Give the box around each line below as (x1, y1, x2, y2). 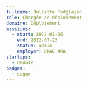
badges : (6, 65, 26, 71)
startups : (6, 54, 31, 60)
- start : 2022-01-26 (11, 31, 63, 38)
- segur (11, 71, 31, 77)
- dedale (11, 59, 34, 65)
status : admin (17, 43, 52, 49)
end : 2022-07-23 (17, 37, 58, 43)
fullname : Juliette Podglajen (6, 8, 83, 15)
